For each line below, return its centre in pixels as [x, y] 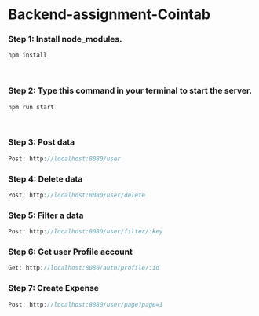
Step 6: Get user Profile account [71, 252]
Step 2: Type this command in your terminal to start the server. [130, 90]
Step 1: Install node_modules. [65, 39]
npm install [27, 55]
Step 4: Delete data [46, 178]
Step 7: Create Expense [54, 288]
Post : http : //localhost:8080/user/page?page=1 [86, 304]
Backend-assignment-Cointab [109, 15]
